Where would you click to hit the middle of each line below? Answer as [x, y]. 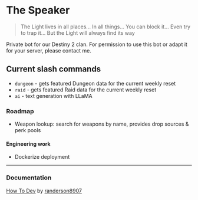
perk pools [28, 130]
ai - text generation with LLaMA [53, 96]
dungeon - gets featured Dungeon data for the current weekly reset [95, 83]
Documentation [29, 178]
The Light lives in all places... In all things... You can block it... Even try [105, 27]
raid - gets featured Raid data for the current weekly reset [85, 90]
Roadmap [20, 111]
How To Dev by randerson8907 [44, 191]
